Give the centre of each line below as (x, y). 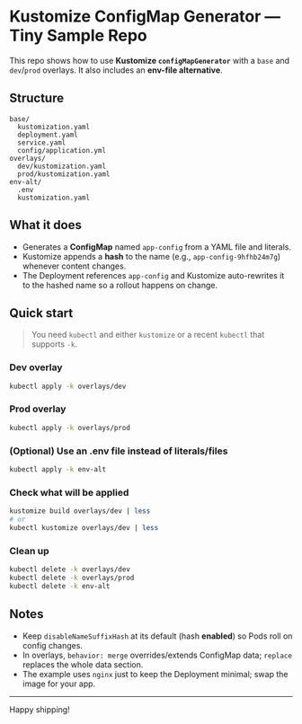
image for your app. (59, 684)
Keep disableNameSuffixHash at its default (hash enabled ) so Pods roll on (157, 636)
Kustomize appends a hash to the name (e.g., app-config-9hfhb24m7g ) (151, 256)
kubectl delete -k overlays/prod (72, 578)
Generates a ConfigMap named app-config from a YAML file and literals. (157, 247)
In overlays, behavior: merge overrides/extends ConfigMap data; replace (157, 655)
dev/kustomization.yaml (62, 166)
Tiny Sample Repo (78, 35)
